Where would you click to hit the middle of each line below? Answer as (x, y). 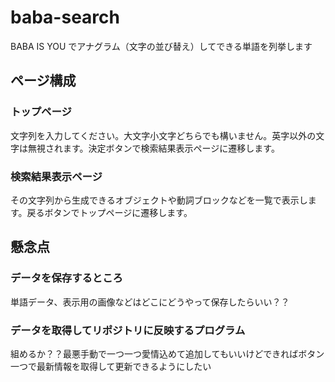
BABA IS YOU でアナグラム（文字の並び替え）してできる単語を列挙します (161, 46)
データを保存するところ (66, 278)
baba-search (65, 17)
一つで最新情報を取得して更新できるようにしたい (111, 366)
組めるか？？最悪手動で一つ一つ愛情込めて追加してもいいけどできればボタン (167, 353)
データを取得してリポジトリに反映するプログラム (128, 330)
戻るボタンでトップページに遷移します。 (109, 212)
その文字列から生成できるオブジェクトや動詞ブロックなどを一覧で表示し (159, 200)
